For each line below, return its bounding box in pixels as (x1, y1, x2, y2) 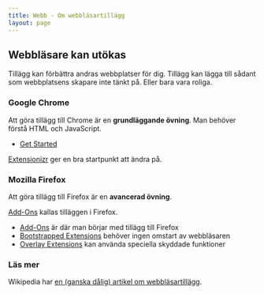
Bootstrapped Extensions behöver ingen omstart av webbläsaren (19, 231, 231, 240)
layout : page (8, 19, 51, 27)
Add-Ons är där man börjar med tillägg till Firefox (19, 222, 180, 232)
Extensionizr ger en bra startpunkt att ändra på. (8, 154, 162, 164)
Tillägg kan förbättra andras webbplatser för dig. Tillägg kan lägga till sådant (8, 69, 256, 79)
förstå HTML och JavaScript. (8, 123, 102, 133)
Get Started (19, 139, 58, 149)
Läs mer (8, 258, 40, 269)
